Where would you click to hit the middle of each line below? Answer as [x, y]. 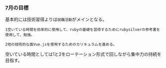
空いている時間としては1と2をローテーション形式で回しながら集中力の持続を [83, 54]
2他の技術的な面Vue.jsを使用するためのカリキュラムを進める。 [61, 45]
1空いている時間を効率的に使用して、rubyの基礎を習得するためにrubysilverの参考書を [83, 30]
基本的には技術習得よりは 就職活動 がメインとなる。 [56, 19]
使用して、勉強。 [20, 35]
